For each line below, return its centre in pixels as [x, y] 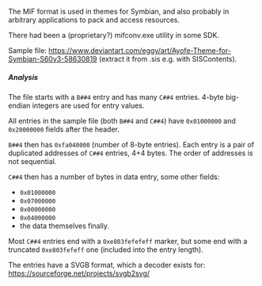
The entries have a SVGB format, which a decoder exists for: [107, 265]
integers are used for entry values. [88, 105]
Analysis [23, 77]
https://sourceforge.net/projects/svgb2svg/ [79, 273]
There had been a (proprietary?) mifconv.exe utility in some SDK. [114, 35]
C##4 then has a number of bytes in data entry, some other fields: [114, 177]
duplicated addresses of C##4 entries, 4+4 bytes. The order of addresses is [131, 153]
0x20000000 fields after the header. [64, 129]
